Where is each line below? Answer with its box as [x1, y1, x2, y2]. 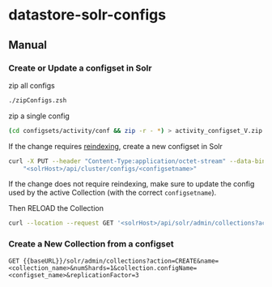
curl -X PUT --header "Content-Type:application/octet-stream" [8, 156, 227, 165]
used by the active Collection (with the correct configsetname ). [8, 188, 217, 198]
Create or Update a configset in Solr [8, 62, 152, 74]
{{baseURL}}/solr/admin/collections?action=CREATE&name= [23, 257, 219, 265]
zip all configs [8, 80, 55, 90]
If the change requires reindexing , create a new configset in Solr [8, 141, 223, 151]
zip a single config [8, 111, 70, 121]
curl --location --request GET [8, 219, 114, 228]
